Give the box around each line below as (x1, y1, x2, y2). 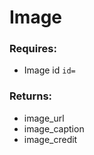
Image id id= (23, 64, 76, 76)
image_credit (23, 133, 78, 145)
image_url (23, 112, 65, 124)
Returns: (9, 89, 53, 103)
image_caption (23, 122, 85, 135)
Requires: (9, 42, 57, 56)
